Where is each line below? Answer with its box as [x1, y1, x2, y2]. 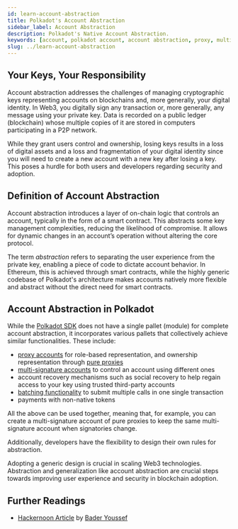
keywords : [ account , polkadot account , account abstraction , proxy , [7, 37, 214, 44]
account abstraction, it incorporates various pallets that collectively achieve [7, 330, 228, 338]
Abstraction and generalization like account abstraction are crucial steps [7, 467, 219, 475]
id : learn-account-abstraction [7, 10, 100, 18]
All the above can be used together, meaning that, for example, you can [7, 409, 216, 418]
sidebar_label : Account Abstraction [7, 23, 115, 30]
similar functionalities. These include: [7, 337, 116, 345]
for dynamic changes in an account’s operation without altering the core [7, 231, 217, 240]
